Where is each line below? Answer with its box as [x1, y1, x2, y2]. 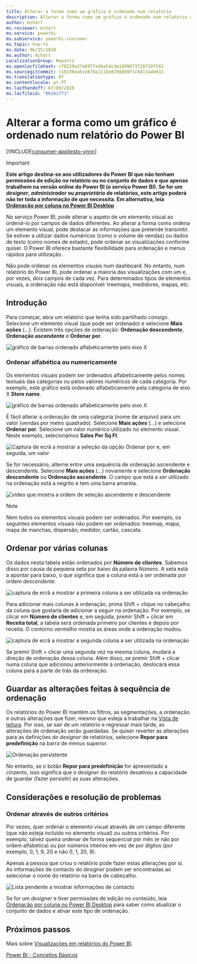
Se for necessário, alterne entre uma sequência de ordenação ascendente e [6, 461, 190, 468]
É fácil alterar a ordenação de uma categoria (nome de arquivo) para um [6, 413, 181, 420]
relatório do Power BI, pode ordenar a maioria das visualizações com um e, [6, 268, 188, 275]
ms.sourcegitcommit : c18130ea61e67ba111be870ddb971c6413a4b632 [6, 69, 164, 75]
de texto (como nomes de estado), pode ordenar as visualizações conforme [6, 238, 189, 245]
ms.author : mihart [6, 52, 51, 58]
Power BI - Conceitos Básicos [6, 951, 78, 958]
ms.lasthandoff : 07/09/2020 [6, 85, 75, 91]
